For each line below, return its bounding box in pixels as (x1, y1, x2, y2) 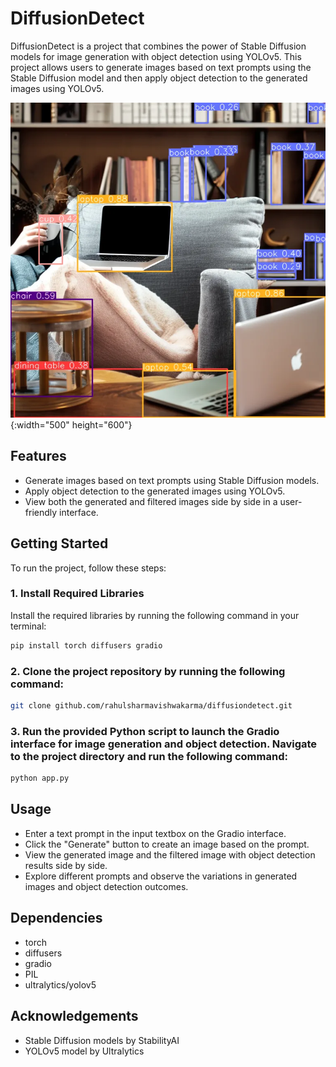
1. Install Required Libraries (10, 587, 145, 601)
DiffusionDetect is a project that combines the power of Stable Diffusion (10, 40, 307, 52)
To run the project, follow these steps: (10, 562, 167, 574)
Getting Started (10, 535, 109, 552)
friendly (24, 506, 58, 518)
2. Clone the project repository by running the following (10, 664, 286, 678)
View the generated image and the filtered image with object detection (24, 848, 316, 861)
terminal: (10, 620, 47, 632)
